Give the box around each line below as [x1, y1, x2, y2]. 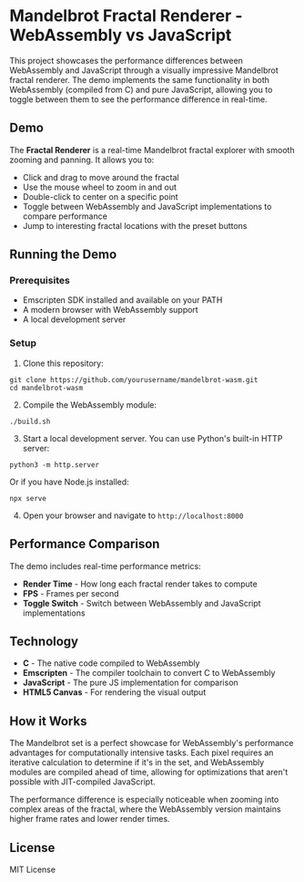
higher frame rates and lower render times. [9, 814, 170, 825]
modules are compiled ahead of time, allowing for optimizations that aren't [9, 767, 289, 778]
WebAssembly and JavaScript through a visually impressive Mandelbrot [9, 65, 279, 76]
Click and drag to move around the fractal [22, 171, 179, 182]
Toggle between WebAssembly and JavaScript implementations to [22, 201, 272, 212]
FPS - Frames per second [22, 587, 120, 598]
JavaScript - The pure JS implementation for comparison [22, 677, 238, 689]
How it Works [9, 713, 87, 729]
